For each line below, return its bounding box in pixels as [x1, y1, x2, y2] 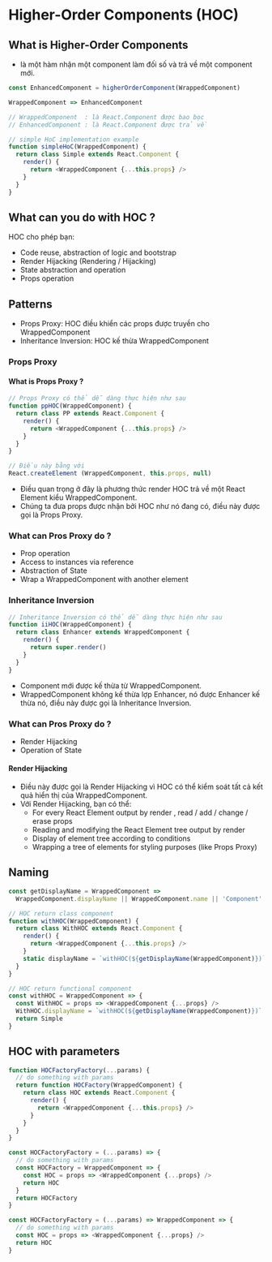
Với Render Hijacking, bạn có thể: [19, 799, 132, 809]
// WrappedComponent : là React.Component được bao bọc [8, 113, 205, 121]
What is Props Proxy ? [8, 376, 84, 386]
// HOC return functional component [8, 984, 132, 993]
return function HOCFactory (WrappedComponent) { [15, 1081, 183, 1089]
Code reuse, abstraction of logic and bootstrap [19, 248, 176, 257]
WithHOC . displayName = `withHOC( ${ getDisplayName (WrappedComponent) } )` [15, 1007, 263, 1015]
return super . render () [29, 644, 107, 652]
